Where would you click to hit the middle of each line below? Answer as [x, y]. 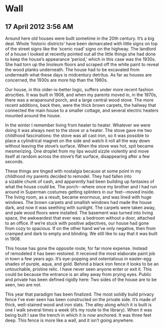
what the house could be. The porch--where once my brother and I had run [81, 187]
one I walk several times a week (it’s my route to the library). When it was [79, 310]
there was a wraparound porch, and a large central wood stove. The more [79, 100]
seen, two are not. [23, 285]
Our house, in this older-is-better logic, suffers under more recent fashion [79, 89]
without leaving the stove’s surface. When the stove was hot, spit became [79, 146]
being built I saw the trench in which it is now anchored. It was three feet [78, 315]
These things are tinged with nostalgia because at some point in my [73, 171]
